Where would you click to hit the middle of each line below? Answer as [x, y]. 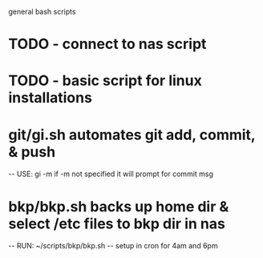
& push [32, 152]
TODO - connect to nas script [107, 44]
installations [50, 98]
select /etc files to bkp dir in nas [117, 223]
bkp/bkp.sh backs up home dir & [119, 206]
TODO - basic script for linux [105, 81]
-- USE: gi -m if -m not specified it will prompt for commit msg [111, 174]
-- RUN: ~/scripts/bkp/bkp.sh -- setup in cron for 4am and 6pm [113, 246]
